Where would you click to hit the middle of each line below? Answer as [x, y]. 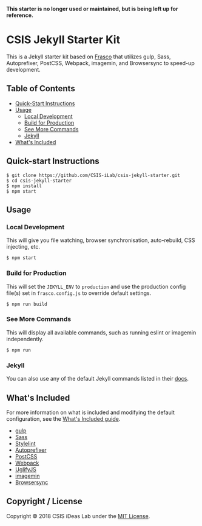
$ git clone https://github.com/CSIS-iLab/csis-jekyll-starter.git [93, 175]
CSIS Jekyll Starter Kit [63, 40]
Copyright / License [45, 501]
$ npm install [24, 186]
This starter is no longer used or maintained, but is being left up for [92, 9]
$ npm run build [27, 304]
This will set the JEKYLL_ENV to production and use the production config [96, 286]
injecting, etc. [23, 247]
